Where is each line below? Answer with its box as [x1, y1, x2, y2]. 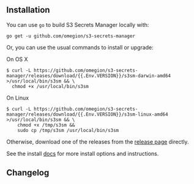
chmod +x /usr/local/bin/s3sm [12, 83, 89, 89]
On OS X [6, 55, 29, 63]
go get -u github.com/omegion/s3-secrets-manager [6, 33, 136, 39]
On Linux [6, 94, 29, 101]
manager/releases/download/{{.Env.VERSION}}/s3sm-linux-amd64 [6, 111, 168, 117]
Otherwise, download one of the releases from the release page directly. [6, 138, 189, 145]
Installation [6, 5, 50, 15]
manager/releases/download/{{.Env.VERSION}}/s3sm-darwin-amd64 [6, 73, 171, 79]
